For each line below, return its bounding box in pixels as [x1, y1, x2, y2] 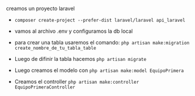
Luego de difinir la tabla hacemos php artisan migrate [14, 56, 146, 62]
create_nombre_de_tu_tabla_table [14, 45, 97, 51]
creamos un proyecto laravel [6, 5, 75, 12]
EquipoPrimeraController [14, 84, 76, 90]
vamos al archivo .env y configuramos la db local [14, 28, 133, 35]
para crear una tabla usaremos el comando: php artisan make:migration [14, 39, 190, 46]
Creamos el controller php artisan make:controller [14, 78, 139, 85]
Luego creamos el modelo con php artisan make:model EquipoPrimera [14, 67, 184, 74]
